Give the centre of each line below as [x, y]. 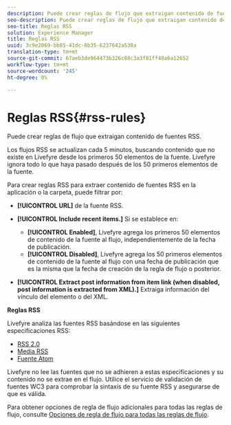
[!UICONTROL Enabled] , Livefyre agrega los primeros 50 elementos [124, 232]
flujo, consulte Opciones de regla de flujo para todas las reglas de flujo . [108, 415]
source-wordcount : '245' [43, 71]
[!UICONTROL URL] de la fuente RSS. [70, 206]
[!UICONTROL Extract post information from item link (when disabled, [118, 282]
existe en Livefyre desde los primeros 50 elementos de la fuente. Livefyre [111, 157]
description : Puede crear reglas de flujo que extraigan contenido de [110, 13]
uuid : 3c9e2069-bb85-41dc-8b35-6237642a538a [72, 45]
